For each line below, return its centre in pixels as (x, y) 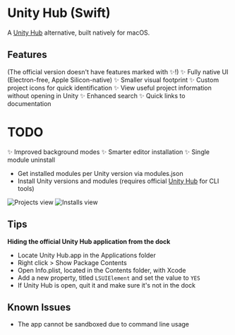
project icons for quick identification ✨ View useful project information (109, 88)
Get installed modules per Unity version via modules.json (100, 173)
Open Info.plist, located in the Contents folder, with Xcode (102, 270)
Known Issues (39, 307)
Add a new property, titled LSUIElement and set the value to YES (109, 278)
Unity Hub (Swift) (59, 13)
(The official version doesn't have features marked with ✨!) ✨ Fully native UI (118, 71)
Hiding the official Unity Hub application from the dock (89, 241)
